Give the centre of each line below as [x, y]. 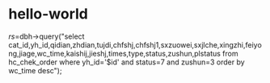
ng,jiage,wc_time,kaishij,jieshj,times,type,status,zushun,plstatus [114, 53]
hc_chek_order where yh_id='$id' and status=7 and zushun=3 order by [127, 62]
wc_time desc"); [35, 70]
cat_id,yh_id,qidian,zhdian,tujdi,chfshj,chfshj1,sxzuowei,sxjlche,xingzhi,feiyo [135, 44]
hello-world [49, 14]
